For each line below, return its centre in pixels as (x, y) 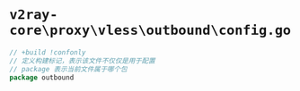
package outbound (42, 78)
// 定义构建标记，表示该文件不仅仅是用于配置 (82, 61)
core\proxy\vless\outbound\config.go (150, 31)
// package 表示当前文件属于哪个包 (68, 69)
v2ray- (34, 15)
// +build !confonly (48, 52)
